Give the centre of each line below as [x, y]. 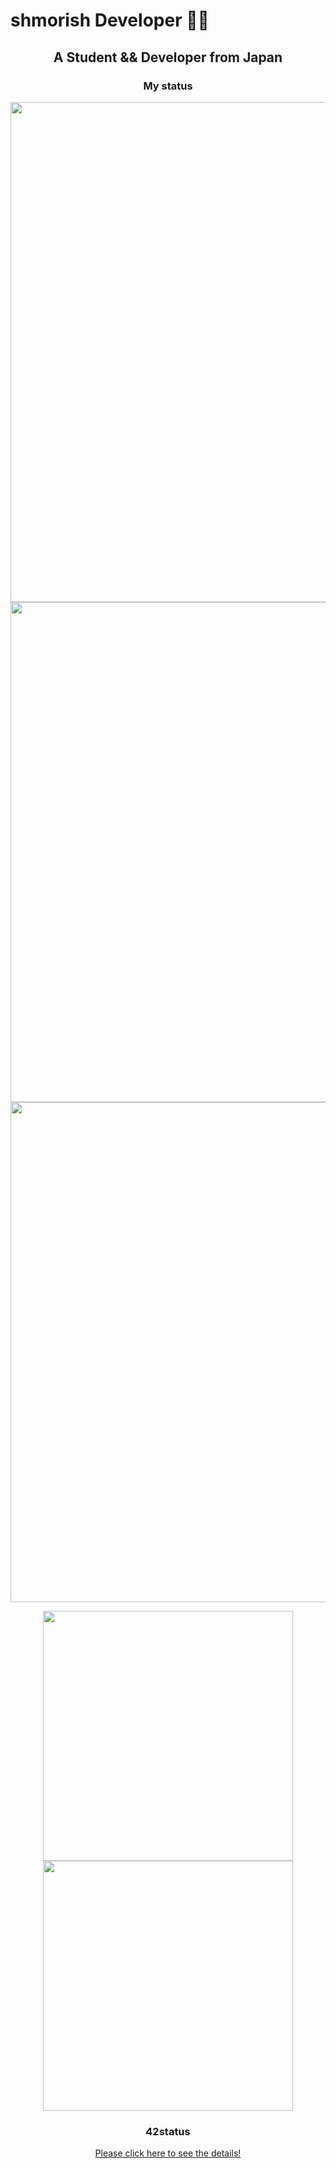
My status [168, 86]
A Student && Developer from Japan [168, 57]
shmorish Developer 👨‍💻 [110, 20]
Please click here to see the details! [168, 2153]
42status [168, 2131]
